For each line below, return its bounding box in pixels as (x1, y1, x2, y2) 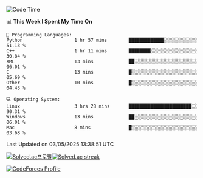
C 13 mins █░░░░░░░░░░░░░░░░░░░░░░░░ (6, 69, 198, 75)
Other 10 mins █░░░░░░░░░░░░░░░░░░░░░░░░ (6, 80, 198, 86)
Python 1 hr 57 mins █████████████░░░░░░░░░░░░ (6, 37, 198, 43)
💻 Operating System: (6, 97, 61, 103)
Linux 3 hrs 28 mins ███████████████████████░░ (6, 103, 198, 109)
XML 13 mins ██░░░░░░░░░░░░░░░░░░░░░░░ (6, 58, 198, 64)
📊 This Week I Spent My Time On (6, 18, 92, 25)
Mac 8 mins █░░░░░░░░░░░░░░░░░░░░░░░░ (6, 125, 198, 131)
